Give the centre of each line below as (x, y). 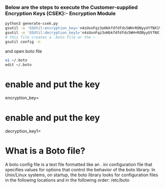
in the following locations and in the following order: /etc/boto (67, 180)
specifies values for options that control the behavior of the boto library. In (80, 170)
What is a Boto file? (45, 151)
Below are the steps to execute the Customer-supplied (71, 7)
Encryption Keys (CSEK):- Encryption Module (60, 13)
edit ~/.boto (18, 65)
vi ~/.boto (16, 60)
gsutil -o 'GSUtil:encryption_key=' (42, 28)
